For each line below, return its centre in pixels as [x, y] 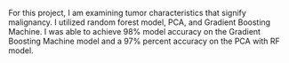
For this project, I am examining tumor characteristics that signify [127, 13]
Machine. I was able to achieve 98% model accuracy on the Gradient [135, 31]
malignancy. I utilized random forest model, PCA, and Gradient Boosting [140, 22]
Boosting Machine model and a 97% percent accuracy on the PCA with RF [144, 41]
